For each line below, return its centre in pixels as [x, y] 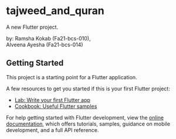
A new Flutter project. [32, 27]
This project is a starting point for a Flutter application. [72, 77]
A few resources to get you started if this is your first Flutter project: [88, 89]
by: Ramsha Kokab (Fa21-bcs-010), [48, 38]
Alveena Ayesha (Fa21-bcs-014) [45, 45]
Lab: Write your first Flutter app [53, 100]
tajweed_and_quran [55, 11]
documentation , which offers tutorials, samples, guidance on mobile [88, 124]
